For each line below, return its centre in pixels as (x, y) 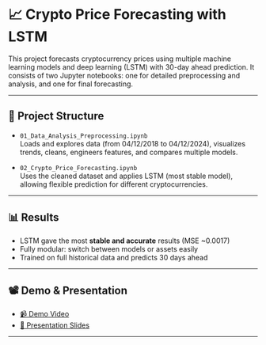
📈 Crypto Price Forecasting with (118, 15)
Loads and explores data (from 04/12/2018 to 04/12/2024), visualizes (133, 143)
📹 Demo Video (44, 314)
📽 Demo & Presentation (68, 290)
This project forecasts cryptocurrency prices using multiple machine (120, 59)
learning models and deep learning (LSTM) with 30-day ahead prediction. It (131, 66)
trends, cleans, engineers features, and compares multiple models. (129, 152)
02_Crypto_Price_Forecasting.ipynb (78, 168)
